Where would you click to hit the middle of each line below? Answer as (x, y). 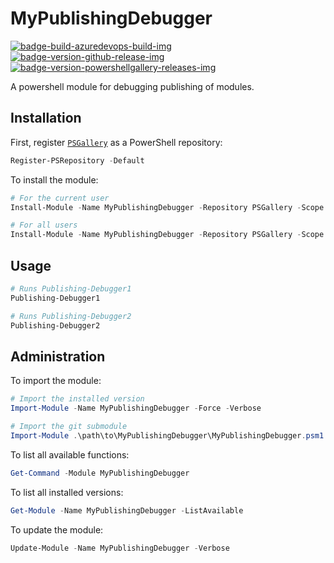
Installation (46, 118)
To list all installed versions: (67, 492)
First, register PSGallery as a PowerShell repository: (116, 142)
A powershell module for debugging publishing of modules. (132, 86)
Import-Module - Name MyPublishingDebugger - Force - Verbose (136, 408)
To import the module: (56, 381)
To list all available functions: (70, 454)
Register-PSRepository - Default (77, 160)
